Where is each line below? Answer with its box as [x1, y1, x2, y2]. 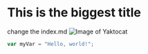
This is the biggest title [7, 5, 142, 21]
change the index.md [7, 27, 68, 36]
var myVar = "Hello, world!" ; [7, 40, 95, 47]
